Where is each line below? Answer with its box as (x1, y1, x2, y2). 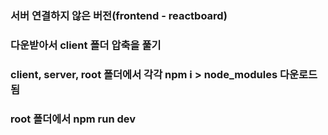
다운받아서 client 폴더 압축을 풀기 (10, 38, 162, 52)
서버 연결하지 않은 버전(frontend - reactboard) (10, 8, 228, 22)
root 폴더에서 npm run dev (10, 112, 137, 126)
